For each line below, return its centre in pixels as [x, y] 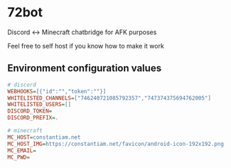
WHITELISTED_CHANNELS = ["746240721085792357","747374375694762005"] [109, 98]
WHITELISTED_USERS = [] [39, 105]
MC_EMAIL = [22, 150]
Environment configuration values [85, 68]
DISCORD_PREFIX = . [33, 118]
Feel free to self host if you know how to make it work [86, 46]
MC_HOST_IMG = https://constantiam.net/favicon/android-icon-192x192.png [116, 144]
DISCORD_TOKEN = [30, 111]
